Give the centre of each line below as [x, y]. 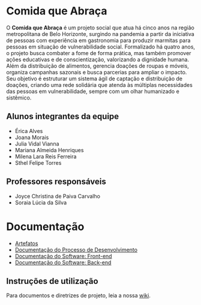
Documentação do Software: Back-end [63, 262]
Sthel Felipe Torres [38, 162]
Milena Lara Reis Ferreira [46, 156]
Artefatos [26, 243]
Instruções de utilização [52, 281]
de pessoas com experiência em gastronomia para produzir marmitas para [98, 40]
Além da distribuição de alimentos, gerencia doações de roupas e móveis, [97, 66]
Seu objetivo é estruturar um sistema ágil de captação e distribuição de [94, 78]
